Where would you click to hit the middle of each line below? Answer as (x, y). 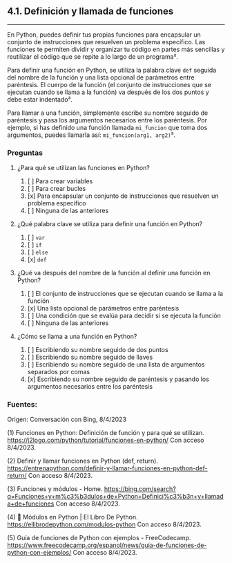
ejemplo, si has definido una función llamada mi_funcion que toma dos (107, 127)
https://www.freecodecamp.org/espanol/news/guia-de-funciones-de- (107, 545)
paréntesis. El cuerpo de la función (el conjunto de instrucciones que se (109, 84)
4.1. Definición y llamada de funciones (90, 11)
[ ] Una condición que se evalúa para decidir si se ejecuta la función (124, 316)
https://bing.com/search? (140, 489)
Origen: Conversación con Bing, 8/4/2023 (67, 419)
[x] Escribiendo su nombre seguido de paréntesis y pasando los (118, 379)
